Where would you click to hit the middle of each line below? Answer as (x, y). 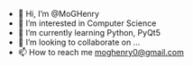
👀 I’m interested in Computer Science (87, 23)
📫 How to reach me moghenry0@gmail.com (101, 52)
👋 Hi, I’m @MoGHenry (59, 14)
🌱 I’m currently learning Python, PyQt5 (89, 33)
